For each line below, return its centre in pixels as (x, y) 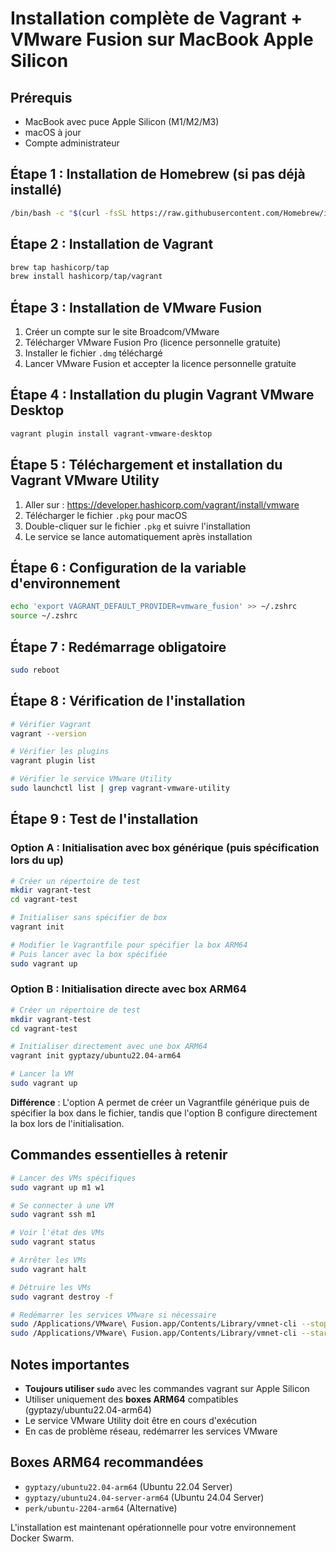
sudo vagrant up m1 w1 (57, 1187)
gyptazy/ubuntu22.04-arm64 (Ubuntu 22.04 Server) (128, 1486)
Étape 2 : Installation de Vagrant (112, 244)
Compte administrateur (72, 143)
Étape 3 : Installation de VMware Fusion (136, 307)
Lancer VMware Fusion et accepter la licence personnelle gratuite (160, 364)
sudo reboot (35, 670)
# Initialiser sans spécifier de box (89, 918)
